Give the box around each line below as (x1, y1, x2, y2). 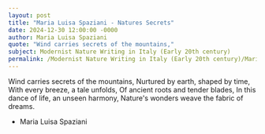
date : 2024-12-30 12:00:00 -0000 (8, 26, 118, 34)
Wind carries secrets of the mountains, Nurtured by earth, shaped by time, (8, 76, 251, 86)
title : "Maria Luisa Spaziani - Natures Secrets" (8, 19, 175, 27)
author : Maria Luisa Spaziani (8, 33, 108, 42)
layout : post (8, 11, 51, 20)
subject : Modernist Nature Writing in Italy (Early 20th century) (8, 48, 231, 56)
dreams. (8, 101, 35, 110)
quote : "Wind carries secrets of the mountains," (8, 41, 175, 49)
